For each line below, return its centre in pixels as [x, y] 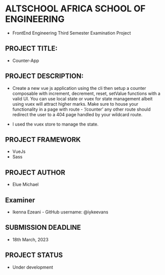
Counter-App [26, 61]
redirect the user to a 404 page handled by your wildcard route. [77, 114]
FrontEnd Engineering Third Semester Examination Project [72, 33]
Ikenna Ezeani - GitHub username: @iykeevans [60, 212]
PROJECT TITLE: [31, 48]
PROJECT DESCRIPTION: [44, 76]
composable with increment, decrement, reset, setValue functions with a [86, 93]
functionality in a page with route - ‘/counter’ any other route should [82, 109]
